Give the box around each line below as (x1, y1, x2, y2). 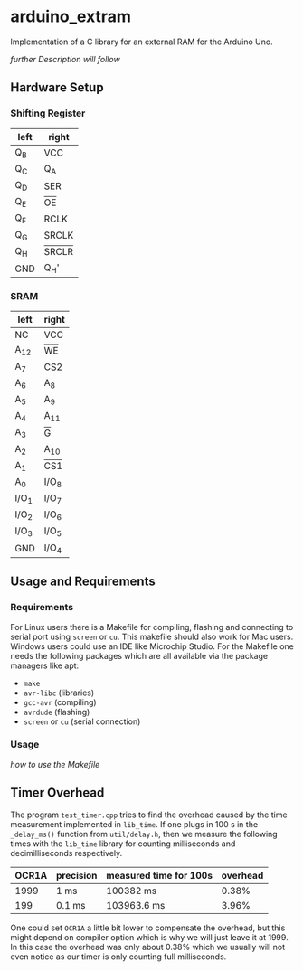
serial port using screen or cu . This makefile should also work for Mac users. (10, 631, 294, 642)
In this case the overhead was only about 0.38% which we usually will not (10, 941, 286, 952)
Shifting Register (10, 107, 86, 119)
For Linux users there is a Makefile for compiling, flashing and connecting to (10, 621, 294, 632)
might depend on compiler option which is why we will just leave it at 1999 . (10, 931, 289, 942)
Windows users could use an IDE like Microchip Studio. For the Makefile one (10, 640, 295, 652)
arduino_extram (10, 6, 132, 27)
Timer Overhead (10, 785, 105, 801)
